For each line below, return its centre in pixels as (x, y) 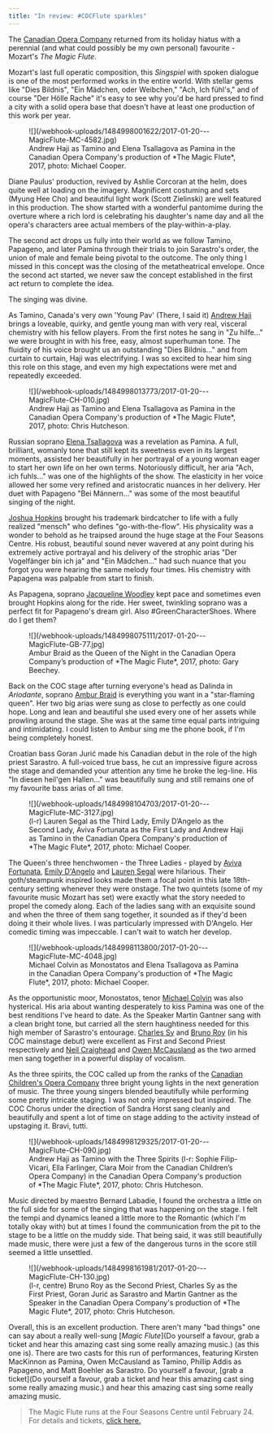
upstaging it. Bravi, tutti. (48, 1126)
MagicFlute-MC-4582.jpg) (73, 140)
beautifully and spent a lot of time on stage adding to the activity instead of (134, 1117)
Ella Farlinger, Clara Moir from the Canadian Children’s (142, 1167)
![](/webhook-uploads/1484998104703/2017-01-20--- (119, 803)
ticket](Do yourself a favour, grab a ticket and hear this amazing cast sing (131, 1379)
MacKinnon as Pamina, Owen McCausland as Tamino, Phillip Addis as (125, 1361)
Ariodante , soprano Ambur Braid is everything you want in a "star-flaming (132, 694)
